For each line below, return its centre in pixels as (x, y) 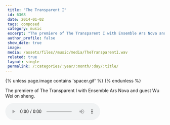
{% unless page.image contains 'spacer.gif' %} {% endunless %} (73, 81)
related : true (22, 57)
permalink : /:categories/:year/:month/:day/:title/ (63, 66)
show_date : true (25, 43)
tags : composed (23, 24)
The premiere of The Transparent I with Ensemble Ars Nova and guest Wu (82, 91)
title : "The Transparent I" (37, 10)
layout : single (23, 62)
